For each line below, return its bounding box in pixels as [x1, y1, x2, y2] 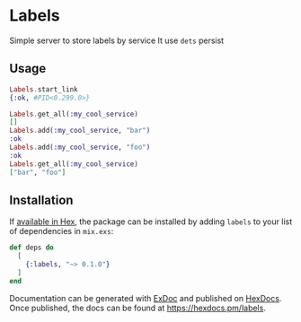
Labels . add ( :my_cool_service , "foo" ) [9, 143, 151, 152]
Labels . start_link [9, 84, 78, 94]
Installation [9, 192, 74, 207]
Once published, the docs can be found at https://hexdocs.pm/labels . [9, 302, 267, 313]
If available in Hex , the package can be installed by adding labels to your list [9, 216, 293, 227]
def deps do [9, 243, 54, 252]
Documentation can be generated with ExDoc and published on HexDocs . [9, 292, 282, 303]
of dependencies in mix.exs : [9, 226, 114, 237]
